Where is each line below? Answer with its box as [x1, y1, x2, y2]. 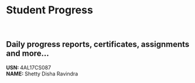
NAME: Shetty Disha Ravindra [6, 70, 78, 77]
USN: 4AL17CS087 [6, 64, 52, 71]
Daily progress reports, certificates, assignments [6, 39, 190, 49]
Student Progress [6, 3, 94, 17]
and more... [6, 49, 50, 59]
